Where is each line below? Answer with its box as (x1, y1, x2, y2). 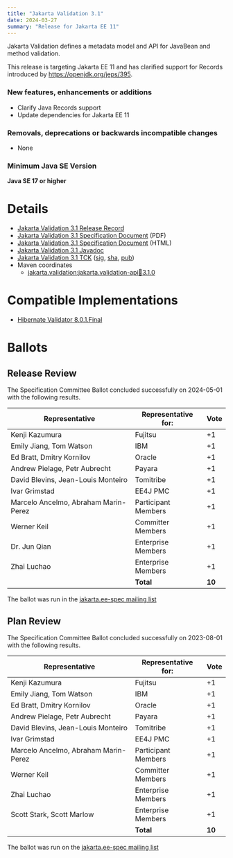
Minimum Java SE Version (7, 161, 97, 171)
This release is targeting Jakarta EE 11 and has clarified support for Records (7, 63, 223, 71)
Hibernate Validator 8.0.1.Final (17, 316, 103, 324)
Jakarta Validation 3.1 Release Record (17, 224, 125, 232)
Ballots (7, 340, 48, 356)
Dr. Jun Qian (10, 542, 52, 551)
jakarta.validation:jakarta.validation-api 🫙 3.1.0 (27, 268, 156, 277)
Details (7, 201, 49, 217)
